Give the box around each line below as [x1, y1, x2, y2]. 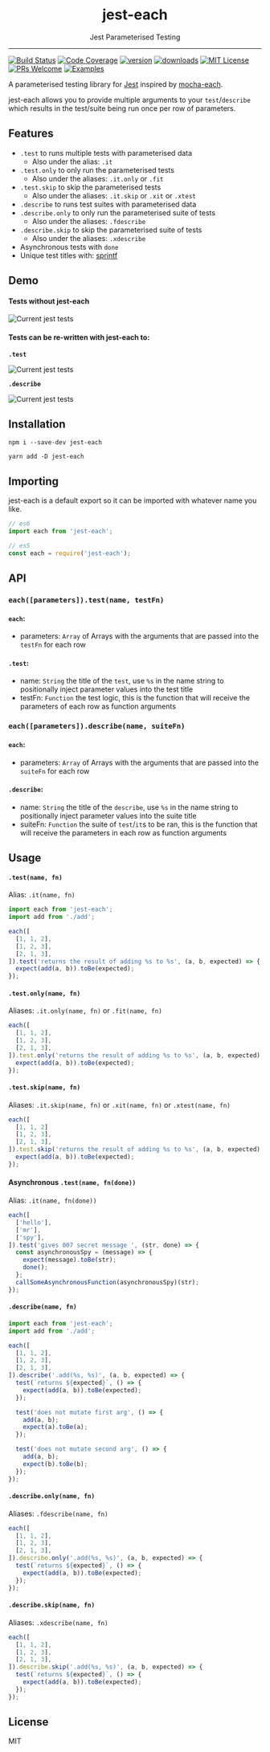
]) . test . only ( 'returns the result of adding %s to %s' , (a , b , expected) [8, 1051, 261, 1060]
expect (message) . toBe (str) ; [22, 1256, 117, 1264]
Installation [8, 417, 66, 431]
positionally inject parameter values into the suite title [19, 811, 197, 820]
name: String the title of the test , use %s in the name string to [19, 676, 224, 686]
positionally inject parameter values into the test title [19, 684, 194, 694]
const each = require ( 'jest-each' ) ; [8, 549, 131, 557]
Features [8, 127, 54, 141]
